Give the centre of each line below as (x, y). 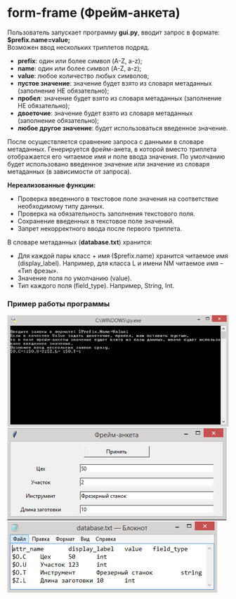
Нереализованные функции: (52, 185)
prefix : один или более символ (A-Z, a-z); (80, 60)
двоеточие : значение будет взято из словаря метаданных (105, 113)
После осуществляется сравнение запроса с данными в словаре (106, 141)
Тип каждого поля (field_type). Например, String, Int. (96, 285)
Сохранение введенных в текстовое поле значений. (96, 221)
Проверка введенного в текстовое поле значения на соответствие (118, 199)
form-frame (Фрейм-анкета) (94, 13)
